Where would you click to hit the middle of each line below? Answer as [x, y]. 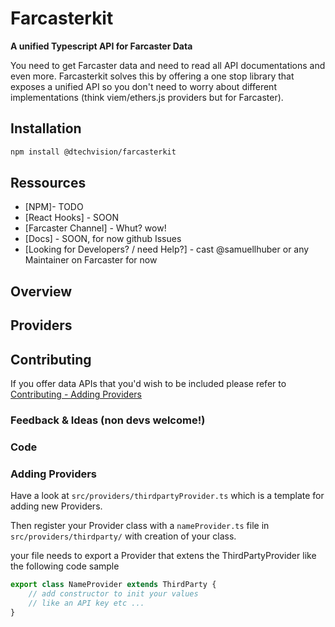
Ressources [48, 183]
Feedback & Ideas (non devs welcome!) [108, 420]
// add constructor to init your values [113, 594]
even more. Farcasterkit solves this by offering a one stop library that [152, 76]
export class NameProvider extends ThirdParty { [113, 585]
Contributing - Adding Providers [76, 394]
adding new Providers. [56, 506]
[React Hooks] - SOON [72, 218]
